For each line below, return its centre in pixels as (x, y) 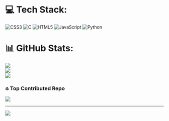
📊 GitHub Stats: (39, 48)
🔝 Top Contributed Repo (35, 88)
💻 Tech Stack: (36, 10)
